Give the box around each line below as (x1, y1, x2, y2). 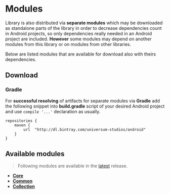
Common (12, 178, 33, 184)
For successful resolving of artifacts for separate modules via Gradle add (5, 98, 160, 104)
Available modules (5, 150, 65, 158)
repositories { (5, 118, 37, 123)
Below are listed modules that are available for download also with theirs (5, 51, 156, 57)
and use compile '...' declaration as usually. (5, 108, 101, 114)
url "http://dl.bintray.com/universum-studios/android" (23, 127, 146, 132)
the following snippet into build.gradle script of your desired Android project (5, 103, 165, 109)
